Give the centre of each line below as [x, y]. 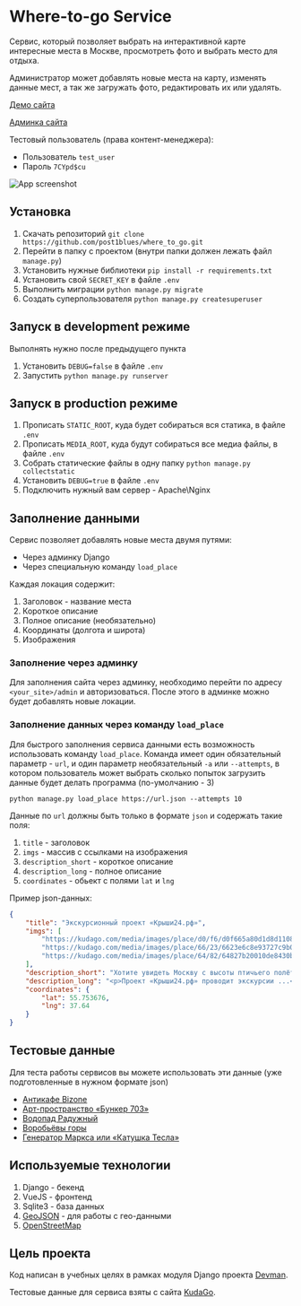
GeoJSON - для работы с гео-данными [97, 1215]
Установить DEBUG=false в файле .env [93, 366]
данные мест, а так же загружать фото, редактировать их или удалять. [146, 87]
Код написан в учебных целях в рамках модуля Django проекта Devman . [149, 1275]
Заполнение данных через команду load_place [116, 725]
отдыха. [25, 60]
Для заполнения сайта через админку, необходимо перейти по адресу [146, 683]
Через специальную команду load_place [100, 567]
